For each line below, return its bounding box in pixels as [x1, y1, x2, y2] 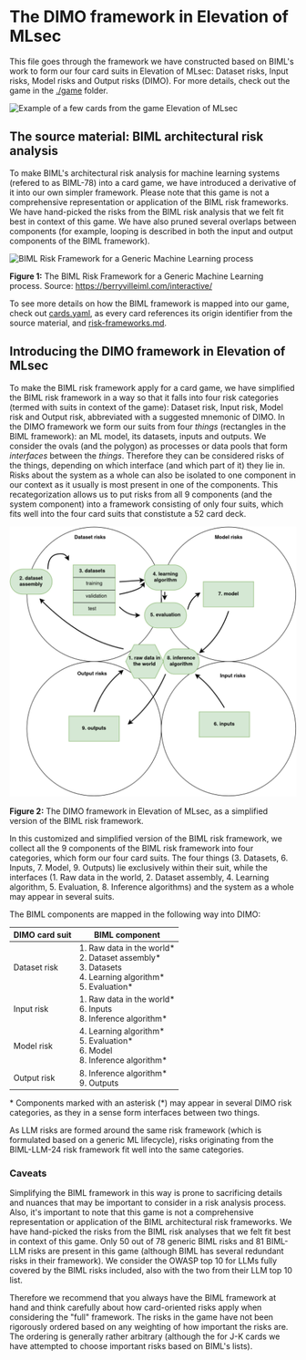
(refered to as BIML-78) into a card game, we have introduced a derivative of [9, 177, 297, 188]
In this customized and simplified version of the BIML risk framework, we [9, 833, 282, 844]
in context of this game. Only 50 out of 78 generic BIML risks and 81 [9, 1236, 264, 1247]
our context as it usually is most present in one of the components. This [9, 479, 279, 489]
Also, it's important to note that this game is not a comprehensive [9, 1207, 254, 1218]
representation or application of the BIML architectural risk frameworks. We [9, 1217, 292, 1228]
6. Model [78, 1046, 113, 1056]
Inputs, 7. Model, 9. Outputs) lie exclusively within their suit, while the [9, 862, 269, 873]
